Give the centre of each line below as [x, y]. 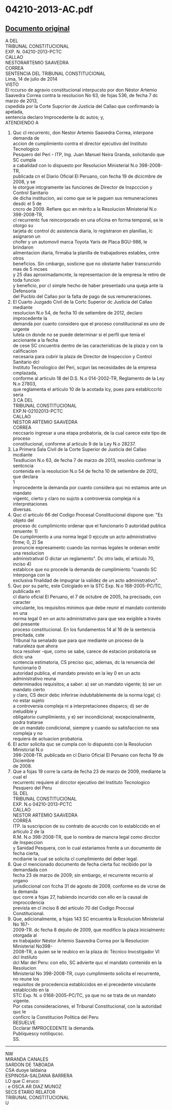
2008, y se [24, 182]
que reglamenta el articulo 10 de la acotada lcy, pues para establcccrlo [87, 389]
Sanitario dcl [26, 362]
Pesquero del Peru [32, 788]
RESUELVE [24, 1023]
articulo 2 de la [28, 831]
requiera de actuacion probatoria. [48, 739]
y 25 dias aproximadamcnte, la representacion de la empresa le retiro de [89, 274]
